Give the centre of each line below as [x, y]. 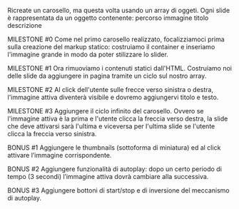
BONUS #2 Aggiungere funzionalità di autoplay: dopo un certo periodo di [115, 169]
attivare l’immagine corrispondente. [60, 155]
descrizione [25, 25]
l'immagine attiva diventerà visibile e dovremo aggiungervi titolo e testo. [113, 97]
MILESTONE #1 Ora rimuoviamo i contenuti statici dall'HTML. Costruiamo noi [120, 68]
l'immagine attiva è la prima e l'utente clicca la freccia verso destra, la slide [118, 118]
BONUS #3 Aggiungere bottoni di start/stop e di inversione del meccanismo [118, 190]
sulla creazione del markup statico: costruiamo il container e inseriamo [111, 47]
